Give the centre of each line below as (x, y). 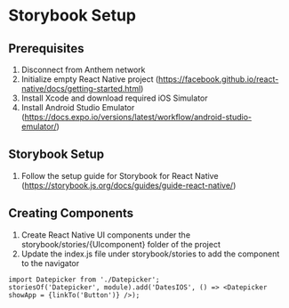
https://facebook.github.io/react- (218, 79)
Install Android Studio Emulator (78, 107)
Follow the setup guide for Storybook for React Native (120, 175)
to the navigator (50, 263)
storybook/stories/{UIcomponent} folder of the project (121, 244)
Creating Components (71, 213)
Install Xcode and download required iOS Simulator (114, 98)
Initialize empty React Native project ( (90, 79)
